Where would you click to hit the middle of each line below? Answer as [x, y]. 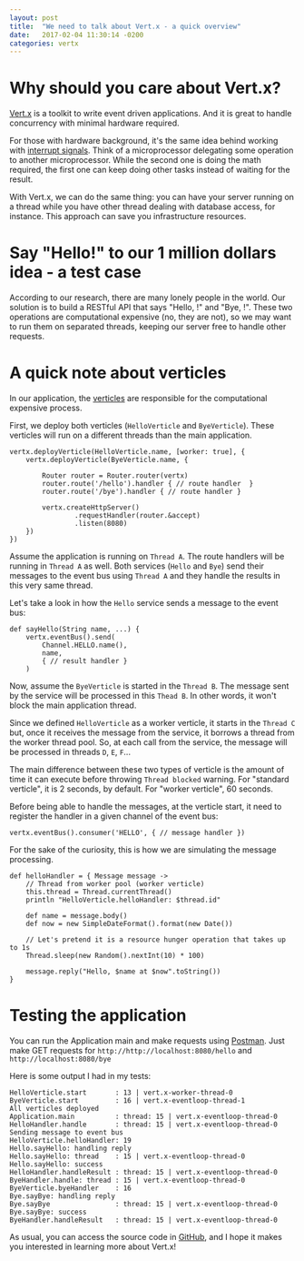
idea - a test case [76, 272]
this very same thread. [51, 585]
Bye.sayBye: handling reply [63, 1196]
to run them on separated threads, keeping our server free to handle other [148, 327]
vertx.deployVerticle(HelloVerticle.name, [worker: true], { [127, 452]
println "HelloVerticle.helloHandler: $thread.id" [123, 900]
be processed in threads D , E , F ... [70, 752]
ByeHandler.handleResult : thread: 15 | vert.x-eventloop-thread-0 [144, 1220]
